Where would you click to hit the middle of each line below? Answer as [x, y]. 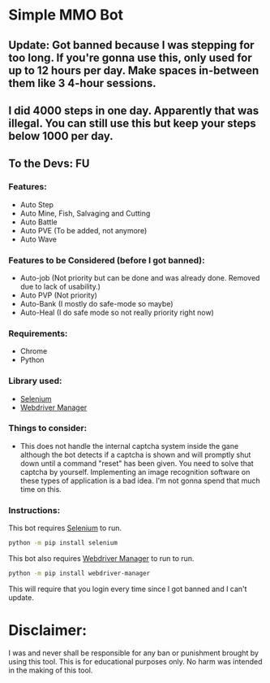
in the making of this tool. [51, 670]
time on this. [41, 489]
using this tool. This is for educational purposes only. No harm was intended [135, 661]
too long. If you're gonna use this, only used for [131, 57]
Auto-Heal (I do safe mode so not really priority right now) [117, 312]
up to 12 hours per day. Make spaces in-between [134, 70]
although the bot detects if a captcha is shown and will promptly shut [135, 455]
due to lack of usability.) [60, 286]
